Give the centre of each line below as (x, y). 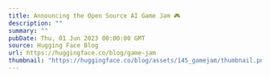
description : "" (35, 23)
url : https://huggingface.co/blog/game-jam (82, 53)
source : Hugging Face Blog (53, 46)
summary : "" (28, 30)
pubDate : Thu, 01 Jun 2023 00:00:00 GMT (77, 38)
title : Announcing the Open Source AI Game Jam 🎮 (94, 16)
